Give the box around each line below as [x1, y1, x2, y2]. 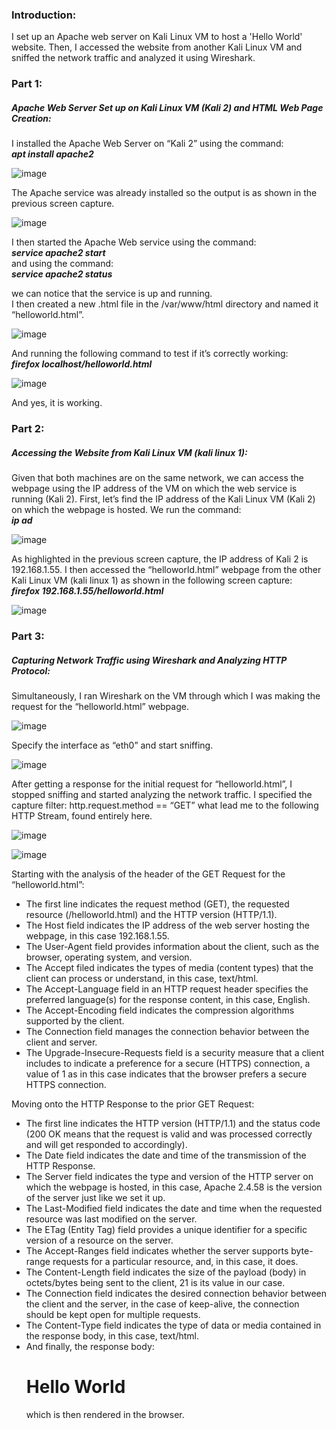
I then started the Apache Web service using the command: [11, 236, 257, 248]
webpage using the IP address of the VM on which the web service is [11, 483, 298, 495]
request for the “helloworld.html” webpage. [11, 700, 189, 712]
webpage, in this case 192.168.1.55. [25, 929, 170, 942]
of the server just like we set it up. [25, 1191, 166, 1203]
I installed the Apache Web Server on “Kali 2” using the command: [11, 138, 284, 150]
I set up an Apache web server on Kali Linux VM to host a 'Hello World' [11, 31, 303, 43]
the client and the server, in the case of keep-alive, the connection [25, 1298, 300, 1310]
